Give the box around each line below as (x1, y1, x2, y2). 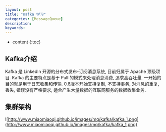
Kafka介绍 (5, 55, 37, 63)
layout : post (5, 7, 32, 12)
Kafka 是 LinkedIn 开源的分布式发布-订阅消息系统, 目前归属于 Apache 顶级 (5, 68, 156, 74)
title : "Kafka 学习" (5, 12, 46, 17)
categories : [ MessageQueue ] (5, 16, 63, 21)
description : (5, 21, 32, 26)
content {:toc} (12, 39, 41, 45)
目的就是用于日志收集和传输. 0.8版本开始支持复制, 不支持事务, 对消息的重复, (5, 81, 160, 87)
